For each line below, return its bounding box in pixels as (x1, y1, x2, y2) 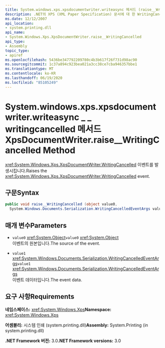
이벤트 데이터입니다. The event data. (12, 276, 82, 282)
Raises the (26, 168, 48, 174)
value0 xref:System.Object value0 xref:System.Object (12, 234, 119, 240)
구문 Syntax (5, 188, 39, 197)
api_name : (5, 30, 26, 35)
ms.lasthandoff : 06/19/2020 (5, 75, 63, 80)
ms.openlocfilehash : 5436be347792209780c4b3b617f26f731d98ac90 (5, 57, 137, 62)
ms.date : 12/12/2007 (5, 16, 48, 21)
